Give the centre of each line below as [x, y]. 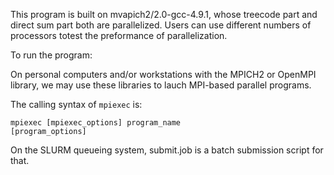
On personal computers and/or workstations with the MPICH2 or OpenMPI [163, 74]
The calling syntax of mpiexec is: [76, 104]
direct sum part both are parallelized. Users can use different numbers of [161, 25]
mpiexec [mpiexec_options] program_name [96, 123]
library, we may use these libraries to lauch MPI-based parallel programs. [161, 85]
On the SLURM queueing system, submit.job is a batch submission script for [167, 150]
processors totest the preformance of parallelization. [119, 35]
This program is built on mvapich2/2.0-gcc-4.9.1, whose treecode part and [164, 14]
